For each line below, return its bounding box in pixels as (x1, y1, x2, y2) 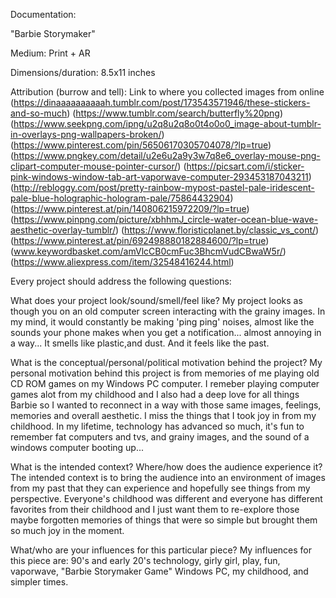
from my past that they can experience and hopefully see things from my (10, 482, 311, 494)
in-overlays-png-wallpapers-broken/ (10, 129, 162, 140)
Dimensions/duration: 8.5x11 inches (10, 67, 156, 78)
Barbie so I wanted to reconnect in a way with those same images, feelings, (10, 399, 322, 411)
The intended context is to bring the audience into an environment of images (10, 472, 326, 483)
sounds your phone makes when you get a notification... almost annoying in (10, 327, 322, 338)
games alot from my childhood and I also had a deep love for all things (10, 389, 300, 400)
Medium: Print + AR (10, 47, 91, 59)
